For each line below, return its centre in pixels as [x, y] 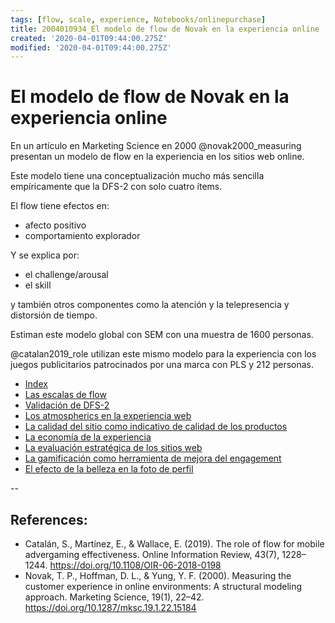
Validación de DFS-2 [67, 405]
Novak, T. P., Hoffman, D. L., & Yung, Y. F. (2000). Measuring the [158, 575]
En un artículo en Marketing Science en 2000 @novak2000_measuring [156, 146]
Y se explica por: [45, 255]
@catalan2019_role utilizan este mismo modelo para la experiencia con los [163, 354]
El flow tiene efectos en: [60, 206]
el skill [38, 285]
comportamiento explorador [82, 236]
